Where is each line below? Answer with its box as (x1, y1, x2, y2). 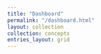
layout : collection (7, 23, 64, 30)
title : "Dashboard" (7, 10, 64, 18)
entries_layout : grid (7, 36, 70, 43)
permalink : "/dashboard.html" (7, 17, 95, 24)
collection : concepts (7, 29, 70, 37)
